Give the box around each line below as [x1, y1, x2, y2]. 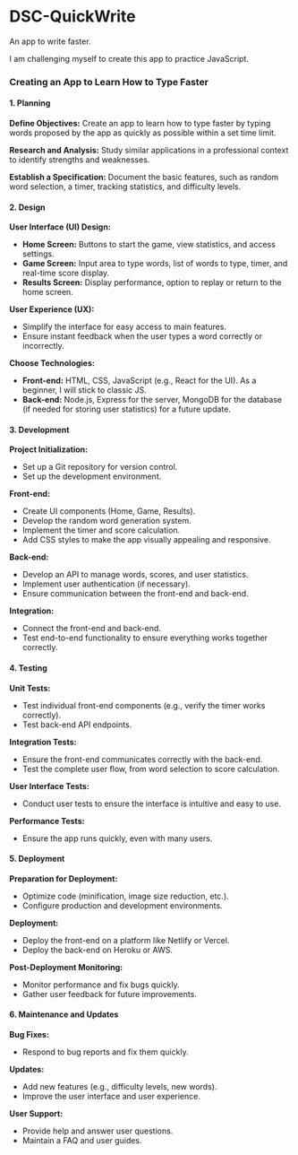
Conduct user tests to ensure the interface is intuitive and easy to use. [21, 798, 282, 809]
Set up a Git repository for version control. [21, 462, 178, 473]
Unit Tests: [9, 682, 51, 693]
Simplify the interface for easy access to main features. [21, 321, 226, 333]
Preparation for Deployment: [9, 873, 118, 884]
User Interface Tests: [9, 780, 89, 791]
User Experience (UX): [9, 304, 95, 315]
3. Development [9, 424, 70, 435]
